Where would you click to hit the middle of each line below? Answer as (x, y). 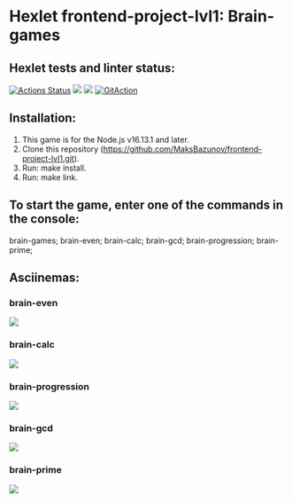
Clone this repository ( (62, 149)
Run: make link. (50, 177)
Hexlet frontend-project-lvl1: (117, 16)
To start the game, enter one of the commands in (146, 205)
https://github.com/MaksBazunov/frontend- (183, 149)
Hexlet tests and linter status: (92, 68)
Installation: (43, 118)
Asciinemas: (44, 278)
